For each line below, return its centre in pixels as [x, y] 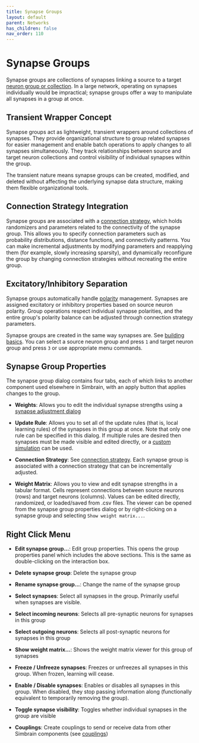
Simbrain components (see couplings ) [61, 734]
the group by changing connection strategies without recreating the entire [97, 259]
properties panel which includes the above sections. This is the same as [103, 555]
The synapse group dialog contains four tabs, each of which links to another [99, 381]
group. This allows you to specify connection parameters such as [86, 234]
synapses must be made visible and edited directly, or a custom [93, 442]
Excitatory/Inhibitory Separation [67, 284]
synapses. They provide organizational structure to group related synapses [98, 138]
